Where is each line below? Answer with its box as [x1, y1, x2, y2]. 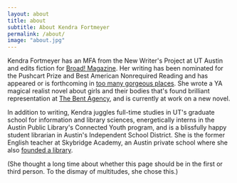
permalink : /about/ [7, 30, 65, 38]
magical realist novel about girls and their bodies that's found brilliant [7, 87, 210, 95]
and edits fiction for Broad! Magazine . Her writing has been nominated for [7, 64, 224, 73]
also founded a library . [7, 146, 73, 155]
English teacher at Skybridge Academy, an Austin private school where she [7, 138, 228, 147]
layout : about [7, 10, 50, 18]
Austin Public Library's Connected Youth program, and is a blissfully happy [7, 123, 227, 132]
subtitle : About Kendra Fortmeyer [7, 23, 110, 31]
